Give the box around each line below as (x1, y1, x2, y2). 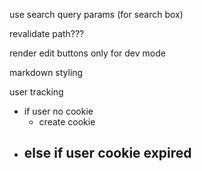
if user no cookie (23, 105, 94, 117)
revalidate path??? (9, 28, 85, 39)
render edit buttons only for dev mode (9, 47, 166, 59)
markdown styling (9, 67, 84, 78)
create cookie (38, 116, 96, 128)
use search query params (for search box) (9, 9, 184, 20)
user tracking (9, 86, 64, 98)
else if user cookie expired (23, 145, 192, 162)
